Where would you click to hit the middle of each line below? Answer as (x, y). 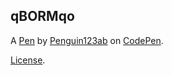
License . (28, 60)
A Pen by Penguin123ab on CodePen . (87, 40)
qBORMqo (42, 16)
